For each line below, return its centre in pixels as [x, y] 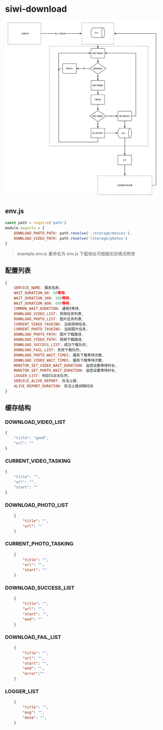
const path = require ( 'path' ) [36, 223]
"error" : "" [34, 674]
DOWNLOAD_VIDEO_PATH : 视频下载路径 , [49, 340]
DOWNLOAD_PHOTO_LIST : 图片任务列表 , [49, 319]
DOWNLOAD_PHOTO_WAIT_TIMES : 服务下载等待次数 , [59, 355]
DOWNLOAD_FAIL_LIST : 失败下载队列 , [48, 350]
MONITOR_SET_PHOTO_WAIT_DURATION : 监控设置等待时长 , [66, 371]
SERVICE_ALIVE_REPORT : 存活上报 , [46, 381]
